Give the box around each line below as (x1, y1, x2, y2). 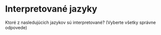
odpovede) (5, 24, 28, 30)
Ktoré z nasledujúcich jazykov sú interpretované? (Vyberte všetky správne (5, 19, 156, 25)
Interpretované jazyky (5, 3, 97, 15)
